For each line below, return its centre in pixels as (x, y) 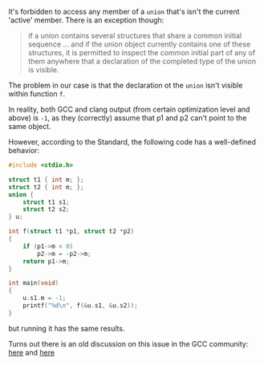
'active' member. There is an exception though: (86, 20)
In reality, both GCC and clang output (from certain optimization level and (129, 109)
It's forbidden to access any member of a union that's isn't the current (124, 12)
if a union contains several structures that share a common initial (135, 36)
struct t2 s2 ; (46, 209)
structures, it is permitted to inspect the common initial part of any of (142, 53)
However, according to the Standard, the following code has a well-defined (132, 142)
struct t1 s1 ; (46, 202)
